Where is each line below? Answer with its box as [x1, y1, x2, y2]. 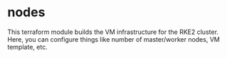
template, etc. [7, 42, 48, 51]
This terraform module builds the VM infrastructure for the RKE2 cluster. [7, 28, 219, 36]
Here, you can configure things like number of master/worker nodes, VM [7, 35, 221, 43]
